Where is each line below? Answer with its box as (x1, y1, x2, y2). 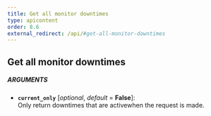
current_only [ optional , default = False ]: (17, 93, 135, 102)
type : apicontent (7, 17, 59, 24)
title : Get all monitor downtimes (7, 10, 109, 18)
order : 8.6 (7, 23, 40, 30)
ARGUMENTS (7, 75, 48, 84)
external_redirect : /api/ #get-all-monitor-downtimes (7, 30, 166, 37)
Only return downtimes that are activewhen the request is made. (17, 101, 205, 109)
